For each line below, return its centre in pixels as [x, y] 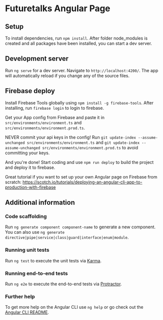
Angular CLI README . [27, 312]
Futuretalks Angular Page [58, 9]
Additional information [40, 203]
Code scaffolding [26, 216]
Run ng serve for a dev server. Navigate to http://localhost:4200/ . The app [82, 70]
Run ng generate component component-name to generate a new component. [81, 227]
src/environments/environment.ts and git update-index [83, 142]
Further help [20, 297]
